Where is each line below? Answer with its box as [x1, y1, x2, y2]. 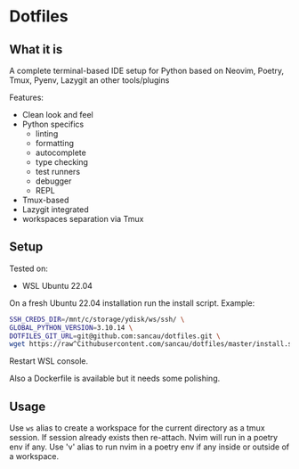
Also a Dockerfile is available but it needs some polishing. [9, 373, 221, 384]
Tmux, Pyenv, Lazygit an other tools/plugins [9, 75, 170, 86]
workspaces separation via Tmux [21, 214, 144, 224]
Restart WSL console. [9, 356, 89, 366]
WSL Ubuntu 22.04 [21, 280, 93, 291]
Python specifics [21, 119, 85, 129]
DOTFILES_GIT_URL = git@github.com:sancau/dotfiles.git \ [9, 332, 221, 341]
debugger [35, 176, 72, 186]
